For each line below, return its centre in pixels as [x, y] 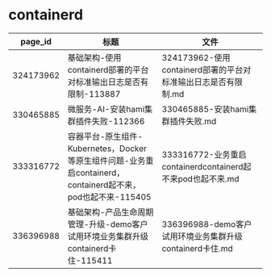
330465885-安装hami [205, 109]
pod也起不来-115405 [109, 197]
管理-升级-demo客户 [108, 224]
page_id [36, 41]
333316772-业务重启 [204, 154]
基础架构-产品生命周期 [110, 212]
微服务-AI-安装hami [106, 109]
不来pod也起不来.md [200, 178]
